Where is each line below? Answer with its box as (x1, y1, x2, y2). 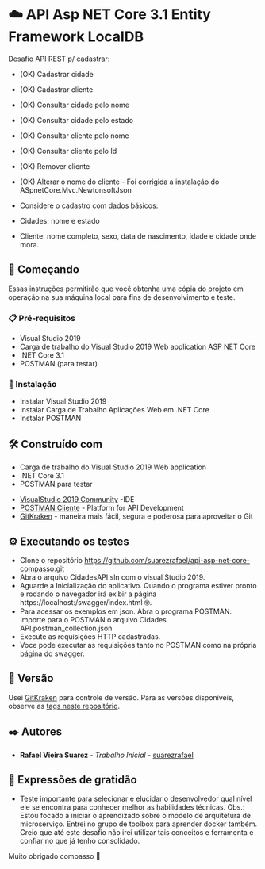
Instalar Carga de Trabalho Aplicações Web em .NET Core (19, 405, 210, 415)
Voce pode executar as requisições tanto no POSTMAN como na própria (19, 640, 257, 649)
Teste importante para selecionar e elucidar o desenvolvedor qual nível (19, 794, 252, 804)
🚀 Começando (8, 262, 79, 277)
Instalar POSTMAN (19, 413, 82, 423)
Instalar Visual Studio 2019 (19, 396, 107, 406)
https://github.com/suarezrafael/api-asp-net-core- (84, 555, 250, 565)
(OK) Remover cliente (19, 161, 90, 170)
